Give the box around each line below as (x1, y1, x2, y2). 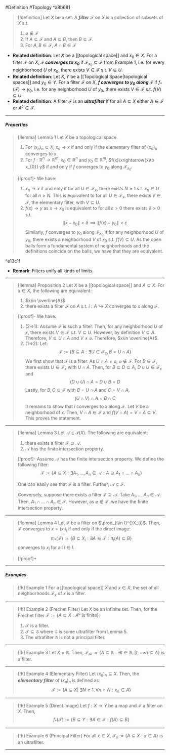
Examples (5, 572, 27, 578)
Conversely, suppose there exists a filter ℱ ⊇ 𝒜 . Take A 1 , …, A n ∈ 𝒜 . (17, 491, 161, 499)
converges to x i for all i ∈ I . (17, 544, 75, 552)
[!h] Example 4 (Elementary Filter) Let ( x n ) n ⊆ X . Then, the (17, 670, 139, 678)
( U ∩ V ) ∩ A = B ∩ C (74, 395, 116, 401)
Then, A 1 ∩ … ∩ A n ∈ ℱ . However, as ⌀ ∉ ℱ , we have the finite (17, 498, 148, 506)
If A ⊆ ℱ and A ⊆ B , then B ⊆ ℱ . (25, 36, 94, 42)
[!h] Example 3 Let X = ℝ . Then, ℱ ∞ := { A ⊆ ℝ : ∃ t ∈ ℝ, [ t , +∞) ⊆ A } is (17, 650, 165, 657)
